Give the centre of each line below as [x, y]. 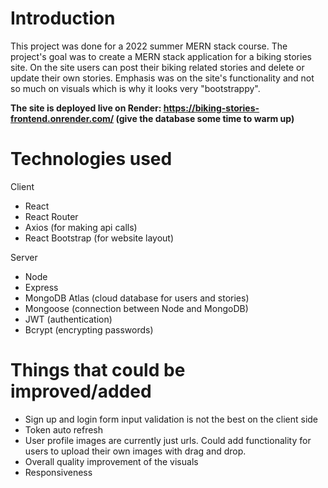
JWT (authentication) [68, 319]
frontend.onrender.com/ [62, 118]
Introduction [63, 18]
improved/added [81, 391]
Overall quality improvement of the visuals [111, 461]
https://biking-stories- [211, 108]
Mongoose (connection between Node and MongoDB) [136, 308]
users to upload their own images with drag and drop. [135, 451]
